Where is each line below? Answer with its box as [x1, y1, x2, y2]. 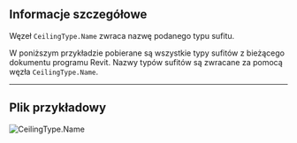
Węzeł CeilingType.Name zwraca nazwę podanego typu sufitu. [9, 30, 235, 41]
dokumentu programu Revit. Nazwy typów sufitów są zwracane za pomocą [9, 56, 283, 67]
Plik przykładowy [9, 101, 107, 116]
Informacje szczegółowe [9, 7, 148, 22]
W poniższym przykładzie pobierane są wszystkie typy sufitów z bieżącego [9, 48, 286, 58]
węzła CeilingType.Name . [9, 66, 99, 77]
